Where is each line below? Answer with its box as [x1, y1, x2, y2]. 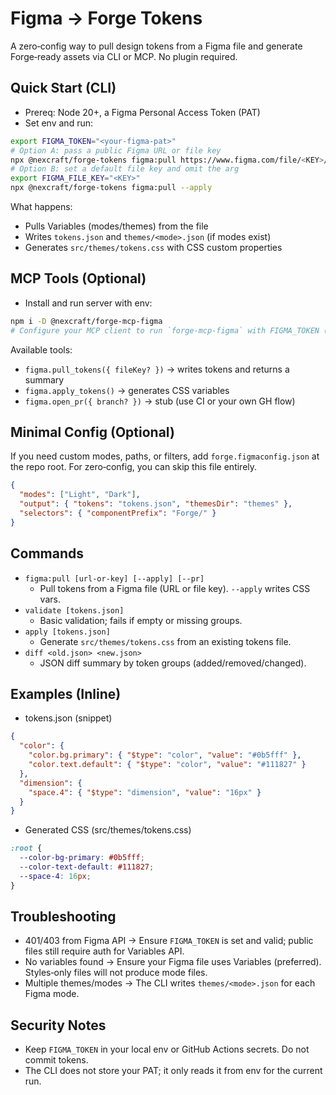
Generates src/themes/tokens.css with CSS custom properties [24, 242, 283, 253]
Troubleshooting [10, 908, 117, 926]
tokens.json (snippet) [24, 712, 113, 724]
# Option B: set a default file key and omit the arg [10, 164, 240, 174]
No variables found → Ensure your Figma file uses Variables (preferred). [24, 956, 322, 968]
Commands [10, 545, 85, 562]
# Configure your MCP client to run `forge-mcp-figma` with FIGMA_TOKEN [10, 325, 320, 336]
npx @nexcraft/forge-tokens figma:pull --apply [10, 183, 213, 193]
